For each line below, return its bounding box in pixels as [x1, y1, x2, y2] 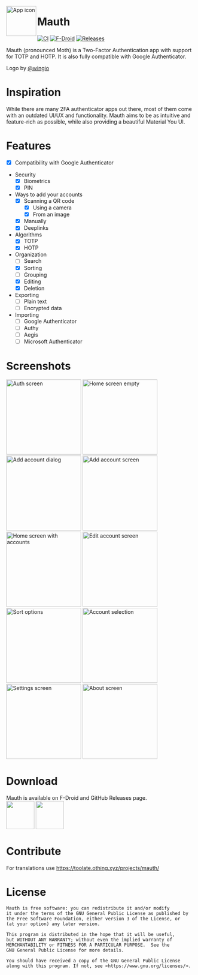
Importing [14, 311, 39, 318]
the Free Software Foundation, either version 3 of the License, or [6, 916, 181, 922]
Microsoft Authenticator [23, 338, 83, 345]
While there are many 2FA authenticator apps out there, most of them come [6, 105, 193, 112]
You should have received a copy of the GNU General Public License [6, 958, 181, 964]
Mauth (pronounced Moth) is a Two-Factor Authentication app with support [6, 46, 192, 53]
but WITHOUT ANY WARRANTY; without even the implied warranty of [6, 937, 172, 943]
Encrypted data [23, 304, 62, 311]
